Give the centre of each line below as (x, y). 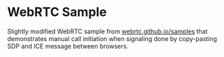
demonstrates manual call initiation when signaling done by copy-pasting (112, 38)
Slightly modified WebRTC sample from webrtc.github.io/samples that (107, 31)
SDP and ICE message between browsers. (68, 46)
